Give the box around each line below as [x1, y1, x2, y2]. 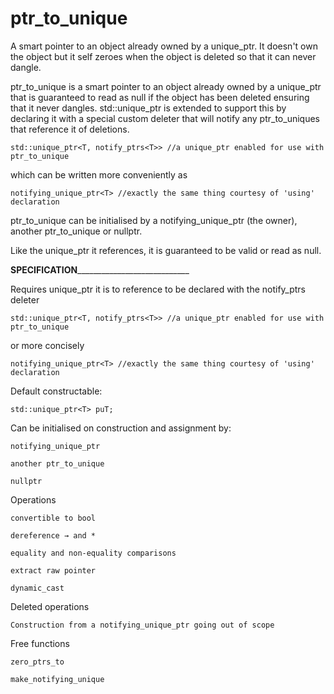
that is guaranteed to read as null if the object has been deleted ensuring [10, 91, 310, 103]
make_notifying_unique [10, 674, 105, 684]
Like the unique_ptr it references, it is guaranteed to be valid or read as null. [10, 244, 322, 256]
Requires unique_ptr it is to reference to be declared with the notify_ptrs [10, 283, 307, 295]
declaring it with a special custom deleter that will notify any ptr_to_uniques [10, 112, 320, 124]
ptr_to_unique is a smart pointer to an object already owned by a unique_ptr [10, 80, 322, 92]
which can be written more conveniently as [10, 168, 188, 181]
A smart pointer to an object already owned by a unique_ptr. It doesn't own [10, 40, 318, 52]
